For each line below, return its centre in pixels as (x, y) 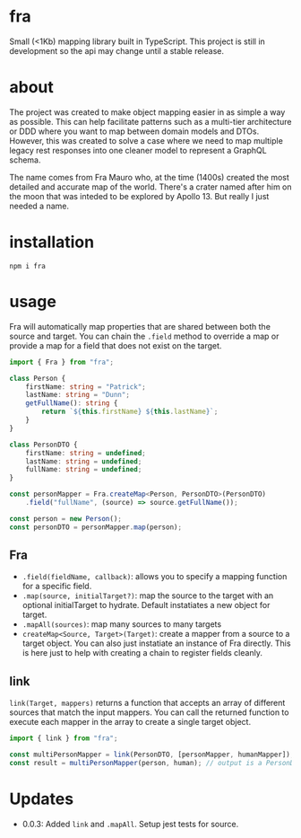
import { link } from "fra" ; (64, 738)
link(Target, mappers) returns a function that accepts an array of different (147, 703)
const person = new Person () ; (66, 518)
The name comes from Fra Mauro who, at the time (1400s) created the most (149, 177)
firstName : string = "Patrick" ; (86, 387)
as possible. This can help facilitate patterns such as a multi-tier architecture (150, 121)
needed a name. (39, 206)
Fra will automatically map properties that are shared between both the (140, 326)
